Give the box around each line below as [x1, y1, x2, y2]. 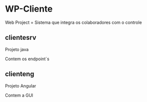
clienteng [5, 70, 34, 78]
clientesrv [5, 34, 36, 42]
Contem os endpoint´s [5, 56, 49, 62]
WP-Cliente [5, 3, 53, 15]
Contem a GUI [5, 92, 33, 98]
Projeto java [5, 46, 29, 52]
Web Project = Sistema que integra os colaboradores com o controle [5, 19, 142, 25]
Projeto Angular [5, 83, 36, 88]
